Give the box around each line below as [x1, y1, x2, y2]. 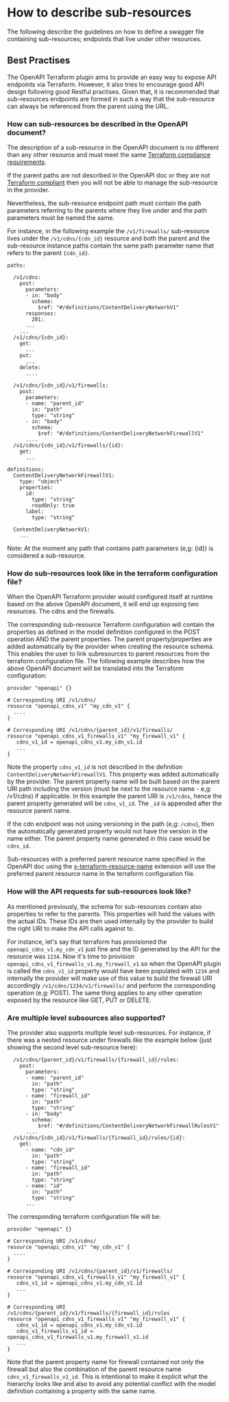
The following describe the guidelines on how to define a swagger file [7, 27, 204, 36]
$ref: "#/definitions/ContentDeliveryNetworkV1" [37, 304, 180, 311]
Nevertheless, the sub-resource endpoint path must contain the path [7, 199, 202, 207]
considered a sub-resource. [7, 551, 86, 560]
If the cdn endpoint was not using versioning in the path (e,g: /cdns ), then [7, 820, 215, 828]
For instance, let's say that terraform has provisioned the [7, 938, 167, 946]
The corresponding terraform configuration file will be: [7, 1212, 161, 1220]
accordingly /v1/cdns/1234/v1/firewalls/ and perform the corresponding [7, 981, 216, 989]
